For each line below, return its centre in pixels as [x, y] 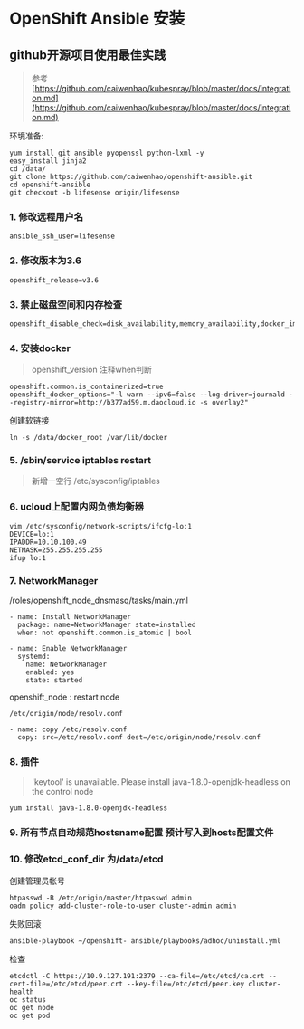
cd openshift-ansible [50, 185]
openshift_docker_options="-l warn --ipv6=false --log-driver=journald [147, 395]
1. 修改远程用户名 [47, 216]
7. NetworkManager [54, 580]
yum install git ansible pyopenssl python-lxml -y [107, 153]
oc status [28, 1000]
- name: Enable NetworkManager [68, 649]
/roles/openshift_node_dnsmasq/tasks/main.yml [99, 600]
